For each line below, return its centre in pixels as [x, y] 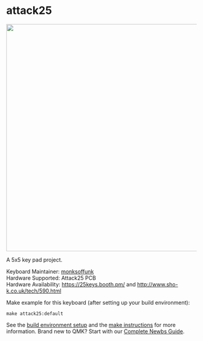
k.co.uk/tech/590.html [34, 291]
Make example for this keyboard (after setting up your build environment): [98, 302]
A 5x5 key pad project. [34, 260]
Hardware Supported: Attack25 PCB [51, 278]
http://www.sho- [157, 284]
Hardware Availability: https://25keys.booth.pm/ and [71, 284]
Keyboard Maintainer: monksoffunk [50, 271]
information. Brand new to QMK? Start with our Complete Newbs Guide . [95, 331]
